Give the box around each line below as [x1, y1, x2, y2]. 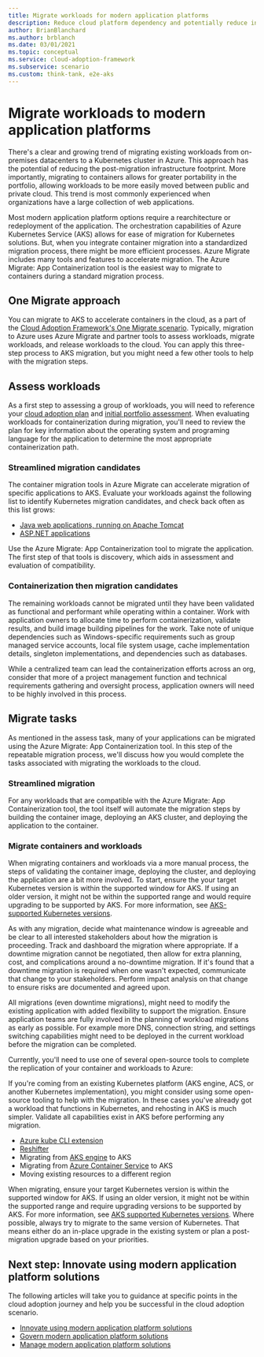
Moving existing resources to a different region [19, 1169, 171, 1179]
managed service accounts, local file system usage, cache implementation [8, 640, 250, 650]
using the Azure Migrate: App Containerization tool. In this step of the [8, 741, 233, 751]
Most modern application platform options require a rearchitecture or [8, 212, 231, 222]
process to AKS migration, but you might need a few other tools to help [24, 349, 254, 358]
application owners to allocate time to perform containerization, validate [8, 615, 241, 624]
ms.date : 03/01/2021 [8, 41, 76, 49]
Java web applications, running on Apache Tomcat [19, 520, 185, 530]
